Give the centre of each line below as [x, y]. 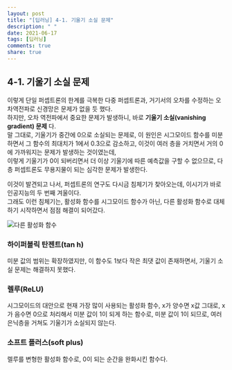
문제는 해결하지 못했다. [45, 269]
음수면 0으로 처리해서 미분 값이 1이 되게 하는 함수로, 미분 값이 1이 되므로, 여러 [118, 314]
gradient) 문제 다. [32, 126]
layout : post [26, 14]
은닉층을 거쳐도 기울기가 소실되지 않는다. [62, 323]
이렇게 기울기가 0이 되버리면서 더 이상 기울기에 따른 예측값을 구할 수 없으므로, [111, 161]
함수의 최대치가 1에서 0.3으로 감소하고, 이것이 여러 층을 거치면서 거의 [125, 143]
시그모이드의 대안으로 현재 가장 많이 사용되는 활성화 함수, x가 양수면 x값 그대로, [114, 306]
